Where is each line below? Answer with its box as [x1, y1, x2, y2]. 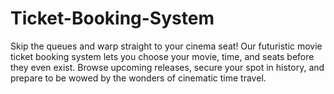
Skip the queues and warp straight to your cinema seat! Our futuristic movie [10, 40, 323, 52]
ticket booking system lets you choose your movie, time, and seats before [10, 50, 315, 62]
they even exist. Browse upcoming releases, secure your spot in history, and [10, 61, 325, 73]
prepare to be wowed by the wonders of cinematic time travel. [10, 72, 267, 84]
